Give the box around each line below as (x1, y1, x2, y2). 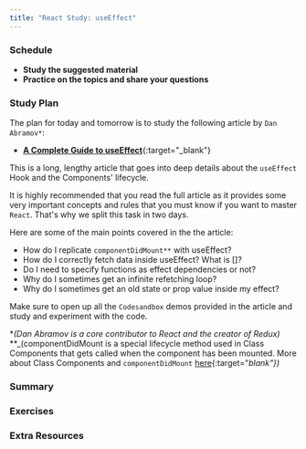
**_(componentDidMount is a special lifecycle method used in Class (9, 339, 265, 350)
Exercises (9, 405, 55, 418)
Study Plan (9, 97, 59, 110)
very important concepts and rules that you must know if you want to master (9, 200, 298, 211)
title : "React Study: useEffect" (9, 13, 137, 23)
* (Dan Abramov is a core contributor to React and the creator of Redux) (9, 329, 280, 339)
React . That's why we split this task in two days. (9, 209, 189, 220)
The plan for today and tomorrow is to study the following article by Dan (9, 118, 278, 129)
